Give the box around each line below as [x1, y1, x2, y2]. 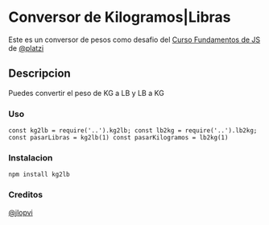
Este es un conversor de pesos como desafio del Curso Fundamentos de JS [8, 35, 261, 44]
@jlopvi [8, 207, 34, 217]
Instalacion [8, 152, 53, 163]
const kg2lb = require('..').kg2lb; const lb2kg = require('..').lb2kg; [8, 127, 258, 135]
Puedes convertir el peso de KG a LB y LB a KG [8, 88, 165, 98]
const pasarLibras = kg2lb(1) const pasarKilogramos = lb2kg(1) [8, 134, 229, 142]
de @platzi [8, 43, 44, 52]
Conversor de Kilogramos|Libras [8, 8, 231, 27]
